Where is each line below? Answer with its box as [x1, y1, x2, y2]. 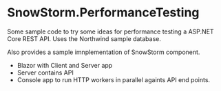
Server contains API [17, 68, 74, 77]
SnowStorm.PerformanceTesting [7, 5, 200, 21]
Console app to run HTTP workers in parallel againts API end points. [17, 75, 211, 83]
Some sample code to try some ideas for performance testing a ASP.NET [7, 27, 215, 36]
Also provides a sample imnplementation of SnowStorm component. [7, 48, 200, 56]
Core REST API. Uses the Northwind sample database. [7, 34, 162, 42]
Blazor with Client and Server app [17, 61, 113, 69]
